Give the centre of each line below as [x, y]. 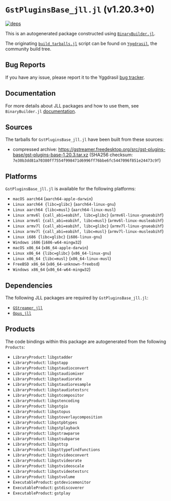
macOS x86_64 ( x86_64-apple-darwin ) [50, 248]
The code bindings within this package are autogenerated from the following [86, 341]
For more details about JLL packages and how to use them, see [72, 105]
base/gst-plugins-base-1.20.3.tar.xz [50, 155]
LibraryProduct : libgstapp [40, 362]
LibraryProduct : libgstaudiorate [47, 378]
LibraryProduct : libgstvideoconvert [51, 454]
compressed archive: [35, 149]
